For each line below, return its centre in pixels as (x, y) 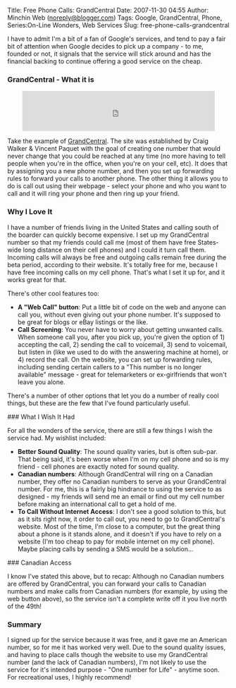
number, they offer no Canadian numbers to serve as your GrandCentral (122, 481)
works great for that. (37, 279)
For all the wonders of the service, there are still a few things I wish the (110, 430)
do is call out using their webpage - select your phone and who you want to (117, 186)
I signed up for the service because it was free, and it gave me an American (117, 639)
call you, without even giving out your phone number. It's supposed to (119, 314)
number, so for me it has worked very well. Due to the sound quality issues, (117, 647)
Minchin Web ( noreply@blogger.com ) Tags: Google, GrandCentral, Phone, (115, 18)
